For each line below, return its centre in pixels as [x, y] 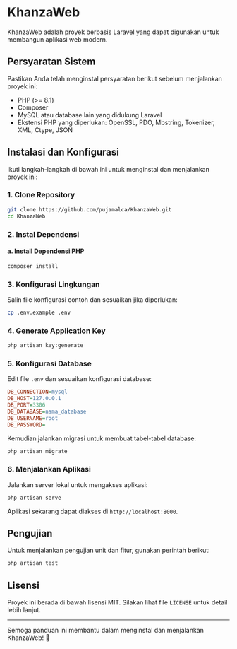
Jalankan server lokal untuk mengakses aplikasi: [78, 484]
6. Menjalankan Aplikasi [49, 469]
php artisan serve [34, 498]
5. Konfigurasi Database [49, 363]
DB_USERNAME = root [33, 418]
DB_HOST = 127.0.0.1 [34, 399]
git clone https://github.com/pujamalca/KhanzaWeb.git [90, 209]
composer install [33, 266]
